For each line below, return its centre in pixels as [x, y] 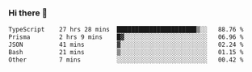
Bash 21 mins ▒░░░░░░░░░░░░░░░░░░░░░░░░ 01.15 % [126, 52]
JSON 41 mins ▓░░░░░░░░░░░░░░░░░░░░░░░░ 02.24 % [126, 45]
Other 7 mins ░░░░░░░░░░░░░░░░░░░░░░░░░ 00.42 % [126, 60]
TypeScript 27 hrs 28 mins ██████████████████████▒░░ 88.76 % [126, 30]
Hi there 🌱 [28, 13]
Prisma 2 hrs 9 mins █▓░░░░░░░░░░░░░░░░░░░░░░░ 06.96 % [126, 37]
